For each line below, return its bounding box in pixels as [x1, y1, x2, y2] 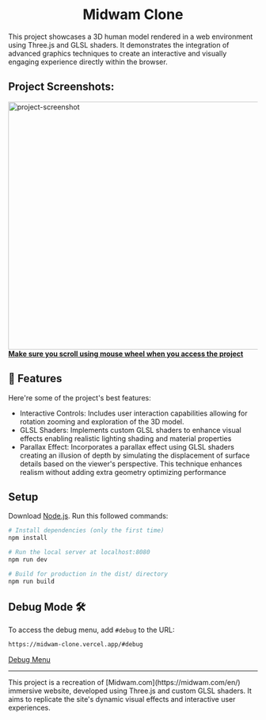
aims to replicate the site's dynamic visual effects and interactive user [8, 695, 236, 704]
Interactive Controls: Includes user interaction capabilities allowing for [19, 408, 248, 418]
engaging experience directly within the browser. [8, 57, 168, 67]
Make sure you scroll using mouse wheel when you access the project [8, 349, 244, 358]
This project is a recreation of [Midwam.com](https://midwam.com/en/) [8, 678, 241, 687]
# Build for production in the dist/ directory [8, 569, 169, 578]
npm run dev [8, 556, 47, 564]
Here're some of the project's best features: [8, 393, 152, 402]
